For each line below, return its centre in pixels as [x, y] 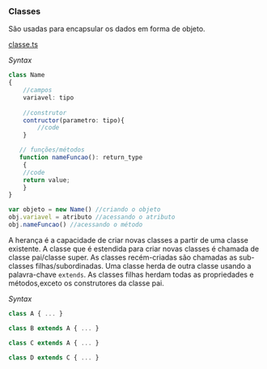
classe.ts [23, 45]
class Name [27, 75]
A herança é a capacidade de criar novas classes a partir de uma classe [129, 240]
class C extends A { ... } [54, 343]
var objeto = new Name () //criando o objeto [85, 210]
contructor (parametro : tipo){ [74, 120]
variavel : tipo [49, 98]
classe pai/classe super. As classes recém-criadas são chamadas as [123, 257]
